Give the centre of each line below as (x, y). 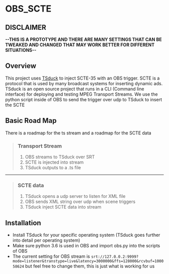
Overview (21, 66)
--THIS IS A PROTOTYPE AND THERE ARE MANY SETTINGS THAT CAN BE (83, 39)
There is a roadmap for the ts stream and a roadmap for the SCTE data (78, 133)
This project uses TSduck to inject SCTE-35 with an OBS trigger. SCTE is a (82, 78)
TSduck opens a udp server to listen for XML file (75, 196)
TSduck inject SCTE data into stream (63, 207)
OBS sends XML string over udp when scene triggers (80, 201)
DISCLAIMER (26, 27)
